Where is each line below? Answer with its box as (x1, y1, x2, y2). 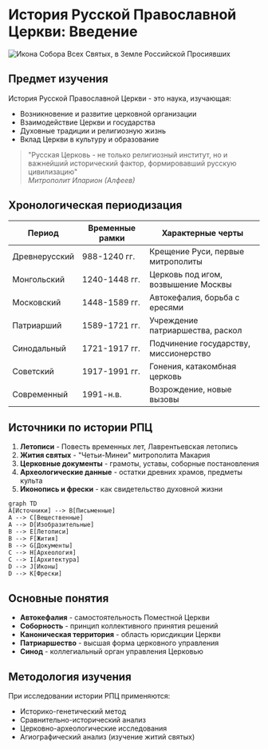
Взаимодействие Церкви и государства (19, 118, 156, 127)
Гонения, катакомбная (149, 361, 237, 372)
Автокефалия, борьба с (149, 292, 240, 303)
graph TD (8, 500, 37, 508)
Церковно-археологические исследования (19, 723, 167, 733)
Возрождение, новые (149, 384, 232, 395)
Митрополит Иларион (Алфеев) (27, 175, 136, 185)
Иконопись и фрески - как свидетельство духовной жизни (19, 484, 223, 494)
